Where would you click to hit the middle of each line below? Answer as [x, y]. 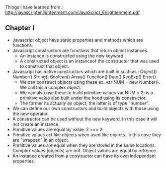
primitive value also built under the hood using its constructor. [83, 98]
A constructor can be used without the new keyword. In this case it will [85, 119]
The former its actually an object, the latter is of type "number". [84, 103]
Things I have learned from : [34, 7]
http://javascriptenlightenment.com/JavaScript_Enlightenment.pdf [73, 12]
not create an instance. [36, 124]
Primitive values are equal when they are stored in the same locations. [84, 145]
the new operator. [30, 113]
